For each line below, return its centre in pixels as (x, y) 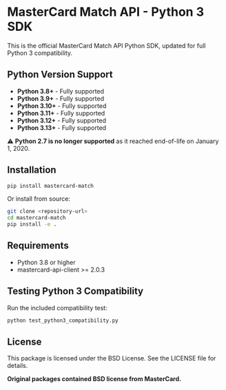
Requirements (38, 246)
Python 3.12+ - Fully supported (62, 120)
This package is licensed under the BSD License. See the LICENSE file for (112, 358)
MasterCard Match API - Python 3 (106, 12)
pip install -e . (32, 224)
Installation (32, 170)
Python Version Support (60, 75)
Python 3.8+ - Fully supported (61, 91)
